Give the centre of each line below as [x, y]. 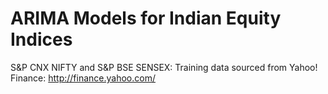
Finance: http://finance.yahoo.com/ [83, 78]
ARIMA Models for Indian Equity [146, 18]
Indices [41, 39]
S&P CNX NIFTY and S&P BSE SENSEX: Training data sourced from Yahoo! [164, 67]
